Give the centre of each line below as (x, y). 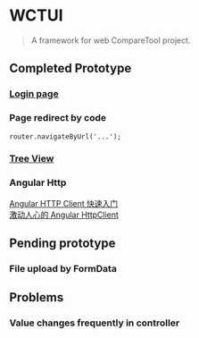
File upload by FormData (63, 269)
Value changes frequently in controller (95, 323)
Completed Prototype (70, 68)
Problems (37, 297)
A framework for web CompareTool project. (111, 40)
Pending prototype (62, 244)
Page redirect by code (58, 118)
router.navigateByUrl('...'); (66, 136)
